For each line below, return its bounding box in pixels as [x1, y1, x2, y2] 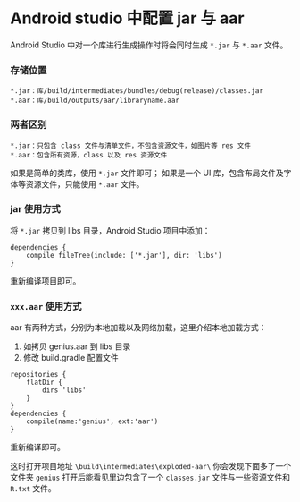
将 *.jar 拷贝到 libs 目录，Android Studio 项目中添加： [10, 225, 211, 235]
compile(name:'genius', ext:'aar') [26, 417, 159, 426]
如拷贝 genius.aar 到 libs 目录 [22, 341, 131, 352]
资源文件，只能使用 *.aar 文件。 [25, 178, 145, 189]
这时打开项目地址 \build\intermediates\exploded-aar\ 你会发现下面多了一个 [10, 461, 292, 472]
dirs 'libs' [42, 386, 87, 395]
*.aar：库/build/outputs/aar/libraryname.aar [10, 96, 179, 106]
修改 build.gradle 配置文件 [22, 353, 119, 363]
